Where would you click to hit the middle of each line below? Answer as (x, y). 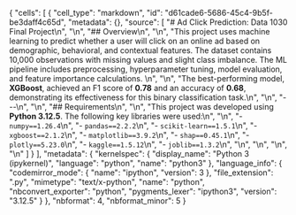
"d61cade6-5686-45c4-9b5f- (219, 13)
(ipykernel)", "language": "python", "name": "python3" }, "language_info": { (146, 163)
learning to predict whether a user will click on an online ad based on (135, 41)
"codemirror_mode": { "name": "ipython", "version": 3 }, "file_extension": (141, 173)
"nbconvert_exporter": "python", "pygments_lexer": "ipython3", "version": (143, 191)
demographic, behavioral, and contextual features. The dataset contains (140, 50)
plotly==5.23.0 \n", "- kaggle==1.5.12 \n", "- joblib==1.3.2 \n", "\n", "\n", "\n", (148, 144)
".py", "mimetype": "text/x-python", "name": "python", (107, 182)
